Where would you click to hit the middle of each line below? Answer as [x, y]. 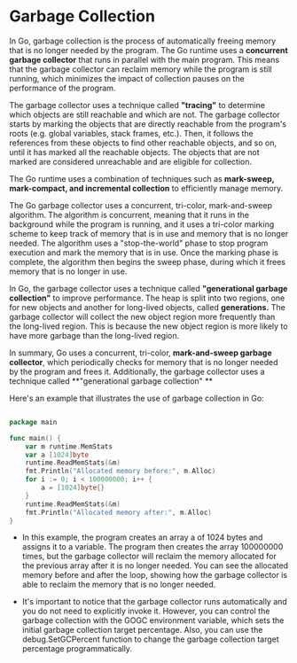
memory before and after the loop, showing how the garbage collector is [155, 575]
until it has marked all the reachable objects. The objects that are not [134, 152]
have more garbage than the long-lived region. [94, 335]
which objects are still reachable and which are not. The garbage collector [145, 114]
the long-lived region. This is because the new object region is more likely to [148, 326]
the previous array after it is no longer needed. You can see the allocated [155, 565]
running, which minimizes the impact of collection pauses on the [127, 78]
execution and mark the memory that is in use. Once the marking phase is [144, 252]
